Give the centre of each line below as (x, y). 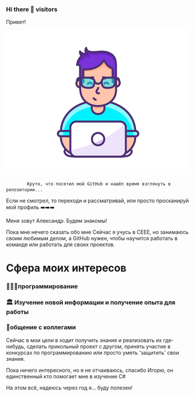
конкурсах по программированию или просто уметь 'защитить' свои (93, 353)
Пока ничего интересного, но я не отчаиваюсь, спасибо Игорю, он (90, 370)
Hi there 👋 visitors (32, 9)
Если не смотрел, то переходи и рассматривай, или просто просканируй (97, 201)
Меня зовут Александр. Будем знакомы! (57, 220)
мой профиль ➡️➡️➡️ (30, 207)
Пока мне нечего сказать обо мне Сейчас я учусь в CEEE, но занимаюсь (97, 232)
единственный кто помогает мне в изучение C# (66, 376)
